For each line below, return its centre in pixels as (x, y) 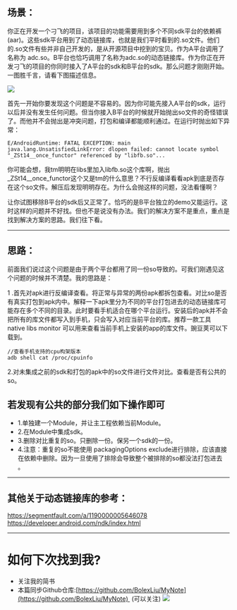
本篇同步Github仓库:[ (48, 590)
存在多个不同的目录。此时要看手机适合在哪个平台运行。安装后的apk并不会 (121, 310)
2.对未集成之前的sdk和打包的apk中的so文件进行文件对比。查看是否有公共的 (117, 372)
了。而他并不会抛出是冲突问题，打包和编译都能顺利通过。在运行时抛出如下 (115, 121)
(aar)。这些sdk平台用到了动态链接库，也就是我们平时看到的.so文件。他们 (114, 39)
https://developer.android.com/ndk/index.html (74, 523)
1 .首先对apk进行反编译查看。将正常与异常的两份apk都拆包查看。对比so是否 (117, 293)
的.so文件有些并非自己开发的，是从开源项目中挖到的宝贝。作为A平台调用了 (116, 49)
